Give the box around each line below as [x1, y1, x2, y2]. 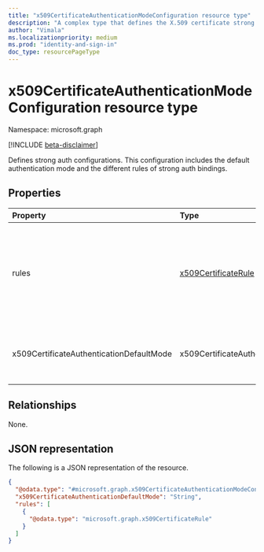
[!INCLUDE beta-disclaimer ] [8, 139, 98, 150]
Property [12, 209, 46, 220]
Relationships [8, 398, 77, 412]
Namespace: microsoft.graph [8, 124, 103, 134]
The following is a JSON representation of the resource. [8, 463, 189, 472]
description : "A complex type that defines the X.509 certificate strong [8, 19, 255, 27]
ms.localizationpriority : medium [8, 33, 118, 42]
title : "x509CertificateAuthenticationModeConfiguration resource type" [8, 11, 251, 20]
